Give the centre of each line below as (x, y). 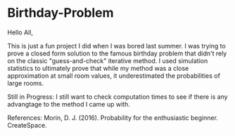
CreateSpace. (27, 125)
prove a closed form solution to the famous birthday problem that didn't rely (117, 53)
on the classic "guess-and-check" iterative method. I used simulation (108, 60)
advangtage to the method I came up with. (69, 104)
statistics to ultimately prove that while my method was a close (98, 68)
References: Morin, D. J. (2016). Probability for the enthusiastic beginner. (113, 118)
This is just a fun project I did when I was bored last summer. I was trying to (117, 46)
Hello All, (20, 32)
